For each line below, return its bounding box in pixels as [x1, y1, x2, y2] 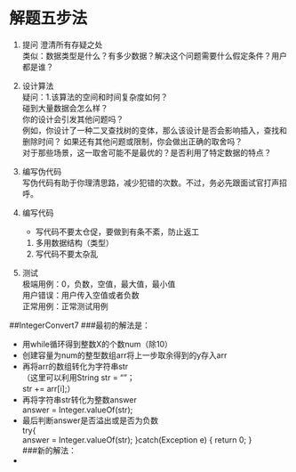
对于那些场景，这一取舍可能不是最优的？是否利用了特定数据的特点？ [21, 147, 272, 158]
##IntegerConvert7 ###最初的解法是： [9, 320, 151, 330]
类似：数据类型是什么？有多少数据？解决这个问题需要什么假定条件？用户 [21, 50, 287, 61]
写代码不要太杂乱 [35, 248, 99, 259]
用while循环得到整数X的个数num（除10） [21, 338, 173, 349]
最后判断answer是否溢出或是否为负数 [21, 415, 158, 426]
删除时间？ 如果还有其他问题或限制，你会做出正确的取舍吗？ [21, 135, 243, 147]
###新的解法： [21, 444, 77, 455]
